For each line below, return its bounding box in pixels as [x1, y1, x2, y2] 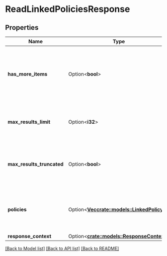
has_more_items [7, 71, 48, 78]
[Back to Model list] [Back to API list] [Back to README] [5, 246, 119, 252]
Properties [5, 23, 39, 32]
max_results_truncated [7, 161, 64, 168]
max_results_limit [7, 118, 51, 125]
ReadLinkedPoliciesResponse [5, 3, 130, 15]
